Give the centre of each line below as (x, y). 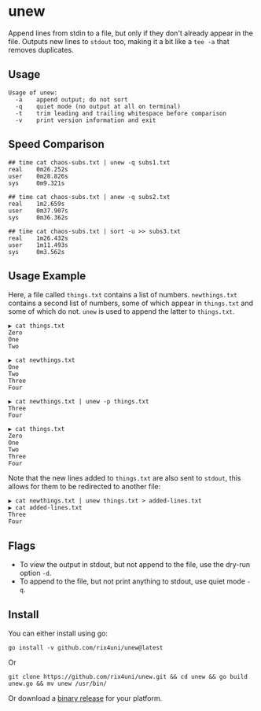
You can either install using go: (58, 633)
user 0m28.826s (38, 176)
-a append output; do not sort (72, 99)
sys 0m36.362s (38, 217)
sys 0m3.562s (37, 252)
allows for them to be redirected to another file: (85, 487)
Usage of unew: (33, 93)
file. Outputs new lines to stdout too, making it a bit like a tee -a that (119, 41)
